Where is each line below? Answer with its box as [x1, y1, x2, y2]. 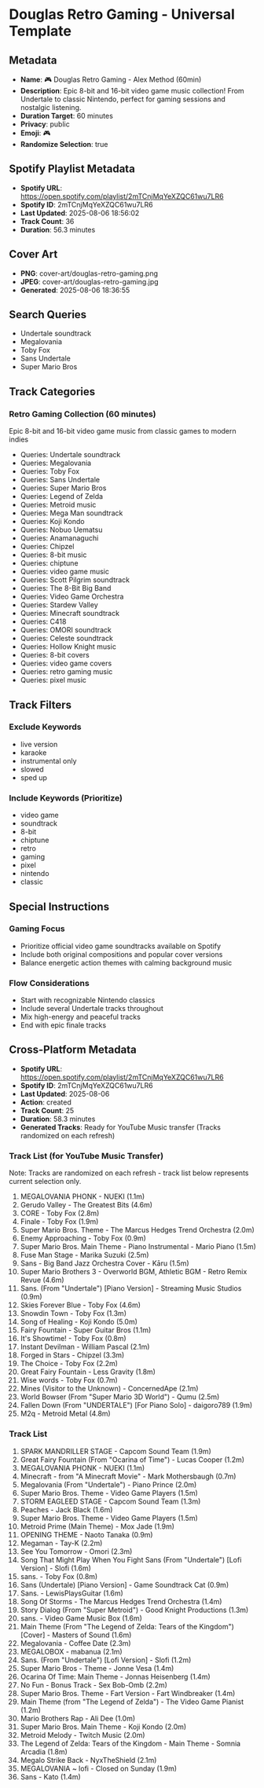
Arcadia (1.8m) [20, 1746, 68, 1757]
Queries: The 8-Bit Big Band [20, 584, 112, 593]
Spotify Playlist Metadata [9, 163, 136, 176]
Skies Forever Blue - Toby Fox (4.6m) [20, 1300, 141, 1310]
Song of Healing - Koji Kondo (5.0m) [20, 1317, 138, 1327]
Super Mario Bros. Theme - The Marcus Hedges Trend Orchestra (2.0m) [20, 1226, 255, 1235]
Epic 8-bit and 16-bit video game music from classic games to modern [9, 427, 236, 436]
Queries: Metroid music [20, 500, 97, 510]
